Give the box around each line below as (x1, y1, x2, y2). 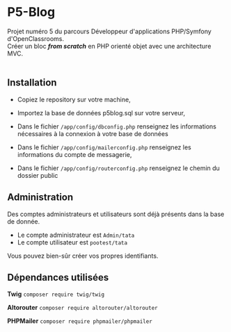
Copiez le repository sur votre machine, (17, 95, 131, 103)
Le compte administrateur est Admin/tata (17, 231, 135, 239)
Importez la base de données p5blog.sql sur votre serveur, (17, 108, 186, 117)
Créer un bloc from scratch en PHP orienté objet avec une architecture (7, 42, 212, 50)
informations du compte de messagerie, (17, 150, 132, 158)
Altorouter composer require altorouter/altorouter (7, 304, 158, 312)
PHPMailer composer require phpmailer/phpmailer (7, 317, 153, 325)
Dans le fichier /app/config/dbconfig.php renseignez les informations (17, 122, 217, 131)
